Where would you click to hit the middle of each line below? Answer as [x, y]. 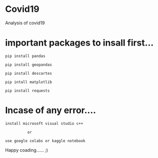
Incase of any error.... [51, 110]
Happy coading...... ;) [27, 150]
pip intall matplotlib [29, 82]
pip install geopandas [29, 65]
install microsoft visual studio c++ [44, 123]
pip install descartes [29, 73]
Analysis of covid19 [25, 23]
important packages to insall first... [79, 43]
